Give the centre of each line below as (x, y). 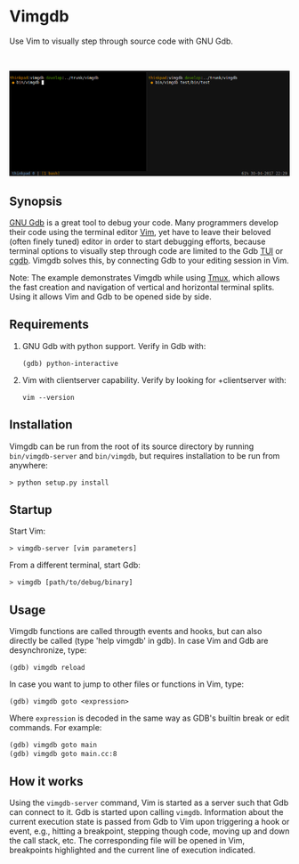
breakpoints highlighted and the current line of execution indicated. (133, 850)
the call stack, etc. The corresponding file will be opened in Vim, (127, 841)
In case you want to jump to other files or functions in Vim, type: (127, 684)
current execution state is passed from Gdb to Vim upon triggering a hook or (149, 822)
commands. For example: (56, 728)
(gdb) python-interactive (70, 363)
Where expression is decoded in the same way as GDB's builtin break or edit (149, 718)
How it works (46, 781)
